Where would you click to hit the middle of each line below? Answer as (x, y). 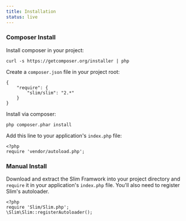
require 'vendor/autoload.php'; (45, 151)
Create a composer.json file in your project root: (63, 72)
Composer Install (31, 38)
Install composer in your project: (45, 50)
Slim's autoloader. (28, 192)
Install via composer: (31, 114)
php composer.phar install (39, 125)
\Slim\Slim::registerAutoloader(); (49, 212)
